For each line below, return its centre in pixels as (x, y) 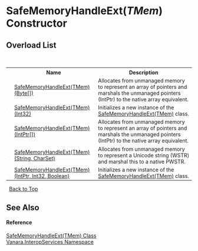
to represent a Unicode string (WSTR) (144, 155)
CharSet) (44, 158)
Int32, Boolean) (51, 176)
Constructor (37, 23)
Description (143, 72)
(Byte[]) (24, 93)
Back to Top (23, 189)
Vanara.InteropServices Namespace (50, 242)
